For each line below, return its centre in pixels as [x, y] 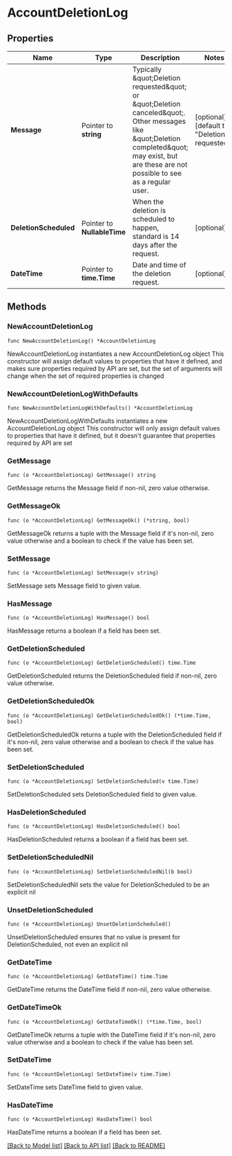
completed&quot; [160, 147]
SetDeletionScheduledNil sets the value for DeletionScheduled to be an [108, 885]
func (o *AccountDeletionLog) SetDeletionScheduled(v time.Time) [103, 782]
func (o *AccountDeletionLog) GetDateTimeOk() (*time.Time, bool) [105, 1022]
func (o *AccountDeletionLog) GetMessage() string [81, 476]
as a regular [152, 182]
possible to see [157, 173]
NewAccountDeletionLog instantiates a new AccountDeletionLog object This [116, 354]
